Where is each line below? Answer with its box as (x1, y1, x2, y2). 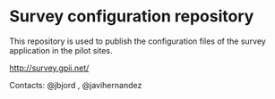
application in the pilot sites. (9, 45, 113, 55)
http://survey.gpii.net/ (9, 62, 90, 73)
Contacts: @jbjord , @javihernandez (9, 79, 142, 90)
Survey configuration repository (9, 6, 254, 27)
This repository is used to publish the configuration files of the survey (9, 36, 266, 46)
